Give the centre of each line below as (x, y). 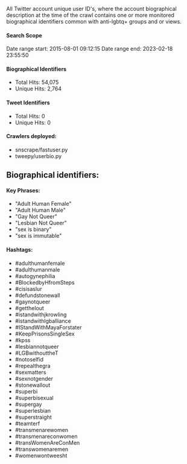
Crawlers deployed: (32, 136)
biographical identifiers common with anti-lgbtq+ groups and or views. (94, 21)
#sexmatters (30, 372)
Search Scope (24, 35)
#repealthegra (33, 366)
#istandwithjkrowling (41, 314)
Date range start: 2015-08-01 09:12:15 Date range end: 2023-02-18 (90, 49)
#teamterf (27, 423)
